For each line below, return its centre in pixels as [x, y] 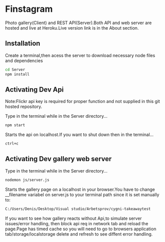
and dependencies [24, 61]
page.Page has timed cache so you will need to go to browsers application [81, 229]
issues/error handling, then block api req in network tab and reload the [77, 223]
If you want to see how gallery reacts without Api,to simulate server [73, 218]
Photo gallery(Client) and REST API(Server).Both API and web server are [78, 23]
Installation [23, 44]
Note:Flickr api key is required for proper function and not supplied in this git [82, 102]
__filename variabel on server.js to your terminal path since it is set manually [82, 194]
